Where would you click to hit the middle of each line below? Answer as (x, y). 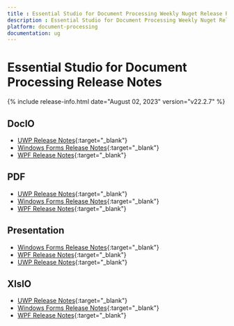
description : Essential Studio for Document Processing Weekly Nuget (112, 20)
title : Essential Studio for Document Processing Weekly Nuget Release (115, 14)
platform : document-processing (53, 26)
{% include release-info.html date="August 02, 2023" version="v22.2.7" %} (116, 102)
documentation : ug (34, 33)
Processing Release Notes (85, 83)
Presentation (36, 231)
